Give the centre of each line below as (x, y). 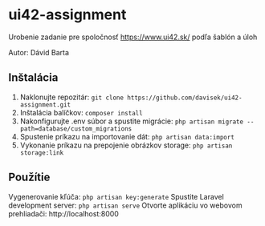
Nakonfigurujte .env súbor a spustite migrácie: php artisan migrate (131, 121)
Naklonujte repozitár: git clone (72, 97)
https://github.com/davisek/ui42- (185, 98)
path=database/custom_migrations (76, 129)
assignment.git (45, 105)
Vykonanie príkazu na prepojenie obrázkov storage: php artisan (126, 145)
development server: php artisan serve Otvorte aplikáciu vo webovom (125, 205)
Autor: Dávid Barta (39, 52)
